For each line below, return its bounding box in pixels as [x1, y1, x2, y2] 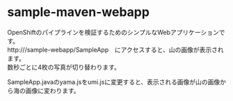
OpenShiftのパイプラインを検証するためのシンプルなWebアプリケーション [7, 28, 219, 36]
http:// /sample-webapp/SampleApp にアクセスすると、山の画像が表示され [7, 45, 224, 54]
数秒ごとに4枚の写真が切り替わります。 [7, 63, 120, 71]
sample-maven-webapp [7, 4, 150, 20]
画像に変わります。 [25, 86, 80, 95]
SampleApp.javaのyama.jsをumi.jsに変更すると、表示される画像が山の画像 [7, 77, 220, 86]
